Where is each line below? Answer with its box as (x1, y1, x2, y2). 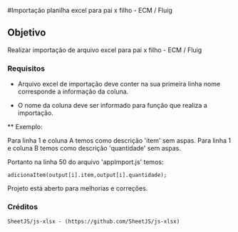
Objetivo (7, 26, 46, 39)
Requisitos (7, 64, 45, 74)
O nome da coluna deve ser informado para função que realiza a (17, 101, 208, 110)
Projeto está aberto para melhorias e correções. (7, 184, 148, 193)
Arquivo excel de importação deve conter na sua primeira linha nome (17, 80, 221, 89)
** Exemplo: (7, 123, 43, 131)
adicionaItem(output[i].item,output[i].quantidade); (7, 171, 167, 179)
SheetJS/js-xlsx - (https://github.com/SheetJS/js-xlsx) (7, 218, 180, 226)
